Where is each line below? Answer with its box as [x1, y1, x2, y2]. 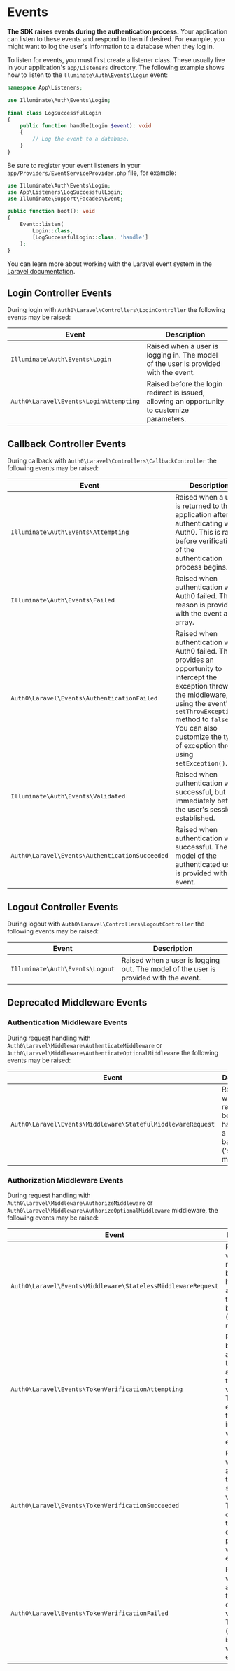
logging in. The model [146, 351, 218, 360]
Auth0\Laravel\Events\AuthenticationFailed [10, 694, 158, 703]
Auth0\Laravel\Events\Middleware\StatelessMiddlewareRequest [10, 1282, 219, 1290]
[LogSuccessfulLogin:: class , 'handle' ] [32, 234, 149, 241]
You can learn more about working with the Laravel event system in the [7, 260, 212, 268]
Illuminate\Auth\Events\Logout [10, 965, 115, 973]
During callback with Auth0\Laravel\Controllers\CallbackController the [7, 456, 217, 465]
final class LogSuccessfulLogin [7, 109, 101, 116]
